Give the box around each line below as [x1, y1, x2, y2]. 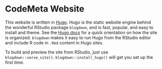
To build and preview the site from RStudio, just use [5, 49, 108, 55]
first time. [5, 59, 24, 65]
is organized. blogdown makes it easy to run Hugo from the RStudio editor [5, 35, 151, 41]
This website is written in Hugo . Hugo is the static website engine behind [5, 19, 151, 25]
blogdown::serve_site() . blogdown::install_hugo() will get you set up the [5, 54, 153, 60]
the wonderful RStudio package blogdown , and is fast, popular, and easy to [5, 24, 154, 30]
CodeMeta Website [5, 3, 85, 14]
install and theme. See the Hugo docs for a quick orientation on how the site [5, 29, 157, 35]
